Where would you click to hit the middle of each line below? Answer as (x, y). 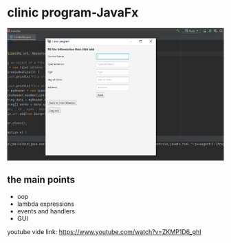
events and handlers (46, 211)
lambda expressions (45, 204)
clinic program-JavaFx (73, 13)
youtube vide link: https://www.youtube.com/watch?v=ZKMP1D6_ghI (104, 231)
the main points (41, 180)
